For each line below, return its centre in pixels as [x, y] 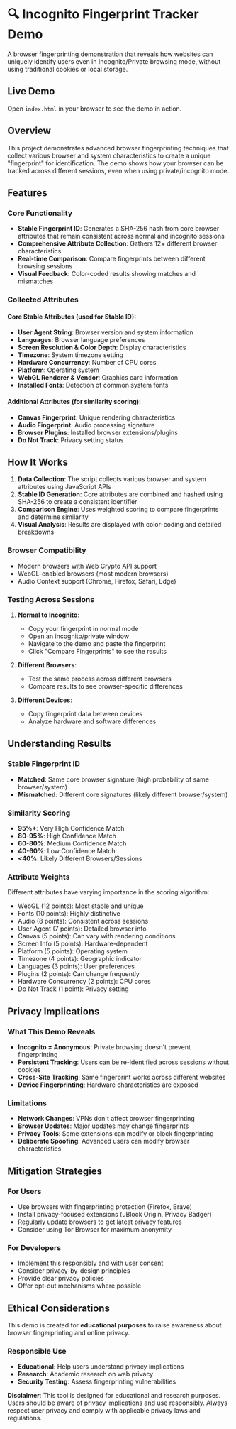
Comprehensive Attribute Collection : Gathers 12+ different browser [117, 243]
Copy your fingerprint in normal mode [83, 628]
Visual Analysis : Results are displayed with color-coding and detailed [119, 525]
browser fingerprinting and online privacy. [68, 1333]
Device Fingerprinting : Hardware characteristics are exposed [108, 1085]
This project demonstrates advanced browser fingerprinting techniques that [118, 148]
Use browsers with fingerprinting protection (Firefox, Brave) [105, 1206]
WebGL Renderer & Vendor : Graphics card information [98, 378]
